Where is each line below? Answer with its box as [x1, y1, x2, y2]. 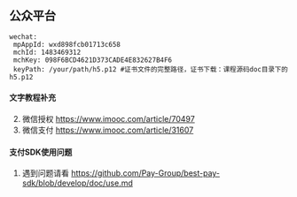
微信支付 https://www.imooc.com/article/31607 [21, 125, 194, 135]
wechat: [9, 32, 38, 42]
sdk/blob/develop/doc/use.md [21, 178, 133, 188]
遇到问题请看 [21, 168, 69, 178]
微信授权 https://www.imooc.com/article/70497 [21, 114, 195, 125]
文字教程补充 [9, 92, 56, 103]
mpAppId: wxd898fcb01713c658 [12, 40, 121, 49]
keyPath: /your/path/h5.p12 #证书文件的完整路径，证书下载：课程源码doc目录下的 [12, 64, 288, 73]
